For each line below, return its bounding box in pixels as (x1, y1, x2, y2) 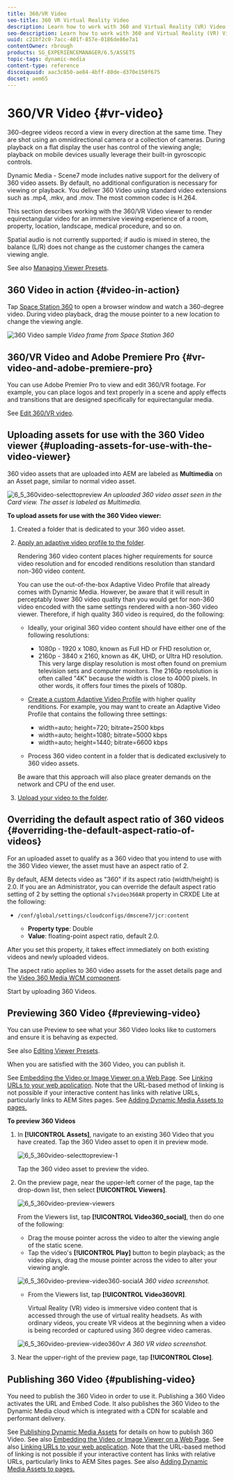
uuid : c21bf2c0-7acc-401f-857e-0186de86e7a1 (7, 36, 139, 43)
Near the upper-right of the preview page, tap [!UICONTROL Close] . (17, 1353, 214, 1361)
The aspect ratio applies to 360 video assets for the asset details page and (7, 966, 222, 974)
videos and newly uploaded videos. (7, 952, 109, 961)
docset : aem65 (7, 75, 49, 82)
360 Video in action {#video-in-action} (7, 284, 180, 296)
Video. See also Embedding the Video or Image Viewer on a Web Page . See (7, 1435, 224, 1444)
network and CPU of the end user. (17, 779, 116, 788)
